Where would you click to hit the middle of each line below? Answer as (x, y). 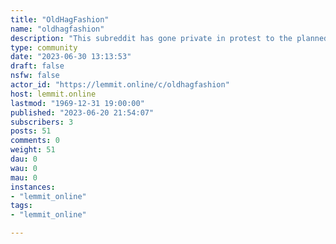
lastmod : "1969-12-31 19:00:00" (77, 103)
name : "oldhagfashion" (57, 29)
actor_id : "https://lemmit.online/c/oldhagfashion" (120, 85)
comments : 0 (35, 141)
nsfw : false (35, 76)
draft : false (37, 66)
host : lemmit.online (53, 94)
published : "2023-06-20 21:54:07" (82, 112)
